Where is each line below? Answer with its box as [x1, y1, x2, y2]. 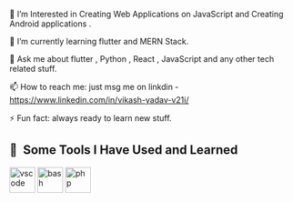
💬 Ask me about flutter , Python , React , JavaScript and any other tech [9, 54, 275, 64]
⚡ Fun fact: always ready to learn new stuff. [9, 113, 172, 123]
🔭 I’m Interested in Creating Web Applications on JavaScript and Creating [9, 9, 284, 19]
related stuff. [9, 64, 57, 74]
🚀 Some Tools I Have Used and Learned [9, 142, 238, 158]
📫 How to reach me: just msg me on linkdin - [9, 82, 179, 92]
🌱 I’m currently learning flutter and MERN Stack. [9, 36, 189, 46]
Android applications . [9, 18, 92, 29]
